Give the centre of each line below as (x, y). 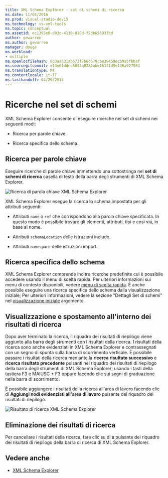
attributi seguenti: (23, 207)
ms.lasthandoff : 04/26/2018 (35, 80)
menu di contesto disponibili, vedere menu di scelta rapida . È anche (75, 285)
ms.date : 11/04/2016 (27, 15)
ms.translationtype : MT (30, 71)
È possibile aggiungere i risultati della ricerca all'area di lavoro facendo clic (82, 389)
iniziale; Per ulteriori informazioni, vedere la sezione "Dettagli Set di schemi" (84, 295)
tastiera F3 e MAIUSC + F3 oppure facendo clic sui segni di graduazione (80, 374)
